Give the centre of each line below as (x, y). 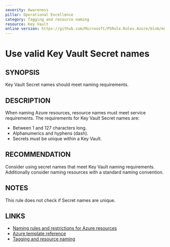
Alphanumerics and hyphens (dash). (50, 133)
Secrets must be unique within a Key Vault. (57, 138)
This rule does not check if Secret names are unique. (60, 200)
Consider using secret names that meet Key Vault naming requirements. (80, 167)
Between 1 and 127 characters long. (50, 128)
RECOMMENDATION (38, 155)
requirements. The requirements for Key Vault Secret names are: (72, 118)
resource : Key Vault (27, 24)
